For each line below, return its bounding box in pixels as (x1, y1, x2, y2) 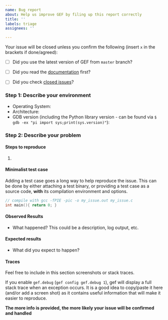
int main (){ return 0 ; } (5, 202, 57, 207)
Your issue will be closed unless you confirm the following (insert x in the (5, 44, 155, 50)
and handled (5, 310, 32, 316)
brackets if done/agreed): (5, 49, 58, 55)
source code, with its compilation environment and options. (5, 188, 128, 194)
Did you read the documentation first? (12, 69, 91, 75)
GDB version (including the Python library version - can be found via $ (12, 113, 157, 120)
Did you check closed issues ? (12, 79, 74, 85)
